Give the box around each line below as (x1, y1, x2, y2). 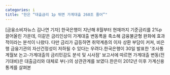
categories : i (5, 7, 36, 13)
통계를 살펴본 (5, 64, 31, 70)
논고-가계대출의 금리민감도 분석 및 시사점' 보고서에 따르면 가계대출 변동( (18, 51, 161, 58)
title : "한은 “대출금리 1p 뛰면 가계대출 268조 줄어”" (5, 12, 108, 17)
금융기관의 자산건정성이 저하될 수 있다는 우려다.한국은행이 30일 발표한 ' (10, 45, 152, 51)
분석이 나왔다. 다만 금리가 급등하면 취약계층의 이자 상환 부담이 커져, (22, 39, 156, 45)
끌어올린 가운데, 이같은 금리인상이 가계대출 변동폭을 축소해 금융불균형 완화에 (5, 33, 156, 39)
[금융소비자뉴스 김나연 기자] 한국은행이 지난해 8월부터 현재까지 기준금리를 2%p (5, 26, 162, 33)
